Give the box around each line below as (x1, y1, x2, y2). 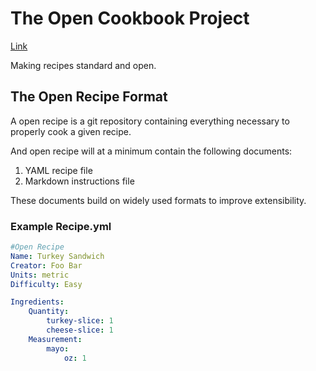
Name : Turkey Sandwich (10, 251, 105, 261)
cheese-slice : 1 (46, 325, 114, 336)
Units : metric (10, 270, 70, 280)
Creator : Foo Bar (10, 260, 83, 271)
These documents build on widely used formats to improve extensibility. (10, 194, 307, 206)
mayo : (46, 343, 70, 354)
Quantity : (28, 307, 70, 317)
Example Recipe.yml (10, 219, 112, 233)
